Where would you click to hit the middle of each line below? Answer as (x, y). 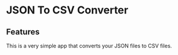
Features (23, 32)
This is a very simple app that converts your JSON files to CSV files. (89, 46)
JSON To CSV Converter (67, 10)
